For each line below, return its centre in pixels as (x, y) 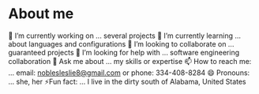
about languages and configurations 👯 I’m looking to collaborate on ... (121, 43)
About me (41, 14)
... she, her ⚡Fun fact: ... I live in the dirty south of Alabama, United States (127, 81)
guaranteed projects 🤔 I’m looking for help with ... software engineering (124, 52)
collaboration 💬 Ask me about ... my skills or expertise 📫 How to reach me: (130, 61)
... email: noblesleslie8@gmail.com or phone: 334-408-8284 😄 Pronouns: (129, 73)
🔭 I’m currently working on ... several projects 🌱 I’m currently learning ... (125, 36)
